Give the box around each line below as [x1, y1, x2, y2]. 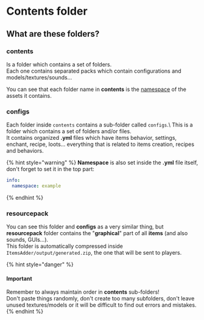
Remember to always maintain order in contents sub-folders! [6, 288, 160, 296]
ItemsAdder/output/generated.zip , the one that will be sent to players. [6, 249, 182, 256]
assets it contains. [6, 92, 52, 99]
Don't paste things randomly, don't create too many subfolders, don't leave [6, 295, 195, 302]
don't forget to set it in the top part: [6, 165, 94, 173]
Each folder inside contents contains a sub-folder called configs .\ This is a [6, 121, 193, 129]
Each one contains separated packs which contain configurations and [6, 67, 181, 75]
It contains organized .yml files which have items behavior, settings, [6, 134, 177, 142]
